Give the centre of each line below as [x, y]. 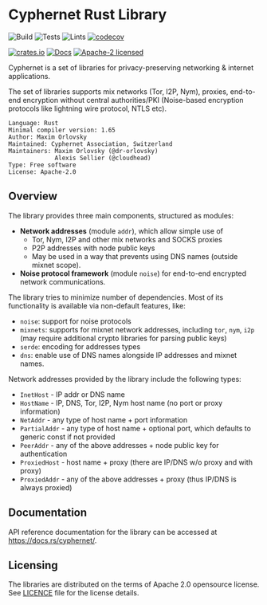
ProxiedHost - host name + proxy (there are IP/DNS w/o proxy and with [136, 462]
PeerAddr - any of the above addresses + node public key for [119, 445]
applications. [29, 76]
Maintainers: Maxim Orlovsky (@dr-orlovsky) [83, 151]
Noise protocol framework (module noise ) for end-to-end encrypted [133, 273]
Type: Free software [43, 165]
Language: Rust [33, 123]
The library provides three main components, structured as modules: [121, 215]
